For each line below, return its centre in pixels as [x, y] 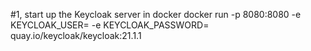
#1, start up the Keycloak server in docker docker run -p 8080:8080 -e [156, 14]
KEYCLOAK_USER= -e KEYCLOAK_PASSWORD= [110, 25]
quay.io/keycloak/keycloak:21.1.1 [76, 35]
